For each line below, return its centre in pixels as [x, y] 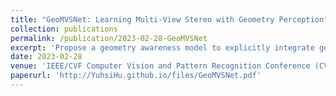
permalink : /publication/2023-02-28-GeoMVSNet [109, 38]
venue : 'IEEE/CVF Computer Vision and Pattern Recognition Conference [160, 66]
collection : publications [64, 29]
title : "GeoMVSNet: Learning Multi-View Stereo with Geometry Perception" [169, 19]
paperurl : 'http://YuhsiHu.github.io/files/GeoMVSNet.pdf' [136, 76]
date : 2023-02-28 [46, 57]
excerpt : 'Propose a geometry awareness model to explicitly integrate [162, 47]
